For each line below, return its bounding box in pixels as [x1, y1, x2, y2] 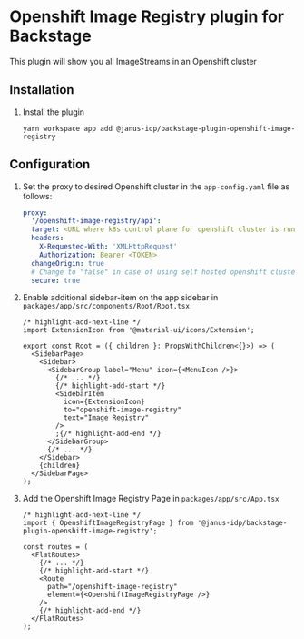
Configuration [9, 157, 91, 172]
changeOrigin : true [31, 259, 105, 268]
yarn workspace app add [22, 124, 113, 133]
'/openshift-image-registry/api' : [31, 217, 162, 226]
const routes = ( [22, 543, 89, 552]
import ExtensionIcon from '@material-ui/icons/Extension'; [22, 326, 255, 335]
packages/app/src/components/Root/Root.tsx [22, 302, 191, 311]
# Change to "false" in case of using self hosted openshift [31, 267, 268, 277]
